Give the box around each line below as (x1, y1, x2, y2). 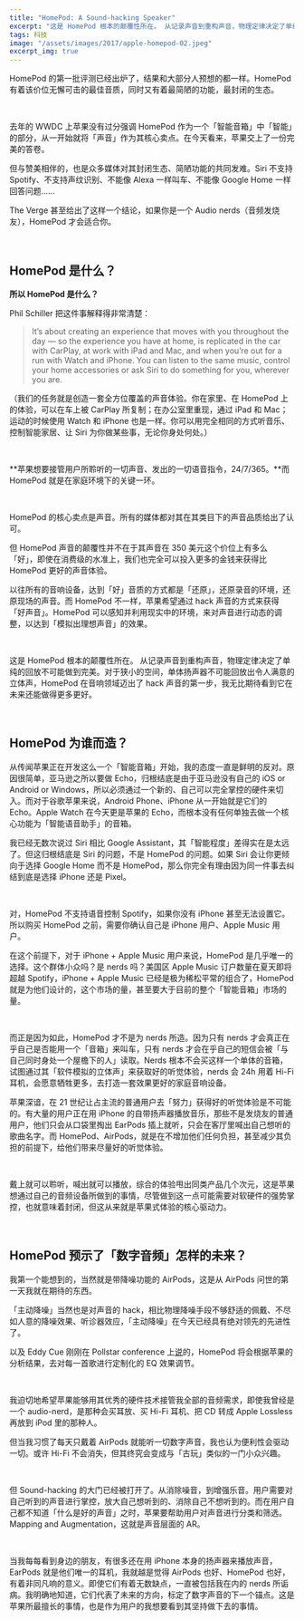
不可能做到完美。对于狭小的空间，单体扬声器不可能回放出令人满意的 (40, 666, 295, 677)
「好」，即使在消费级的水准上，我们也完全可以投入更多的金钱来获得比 (9, 554, 267, 564)
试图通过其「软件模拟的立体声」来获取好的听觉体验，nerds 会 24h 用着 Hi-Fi (9, 1066, 294, 1076)
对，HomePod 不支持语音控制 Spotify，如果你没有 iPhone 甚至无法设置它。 (9, 908, 290, 919)
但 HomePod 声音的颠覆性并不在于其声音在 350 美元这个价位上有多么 (9, 542, 269, 553)
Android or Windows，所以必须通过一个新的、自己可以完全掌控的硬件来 (9, 784, 276, 795)
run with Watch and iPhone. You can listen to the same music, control (31, 354, 290, 365)
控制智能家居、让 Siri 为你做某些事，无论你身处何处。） (9, 427, 213, 438)
